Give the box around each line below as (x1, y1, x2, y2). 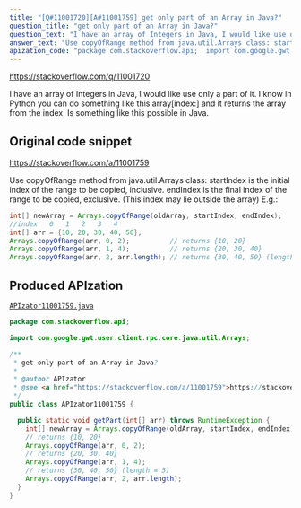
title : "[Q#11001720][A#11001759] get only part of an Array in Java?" (9, 13, 282, 22)
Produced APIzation (9, 277, 124, 293)
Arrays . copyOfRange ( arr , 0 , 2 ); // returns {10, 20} (9, 236, 246, 245)
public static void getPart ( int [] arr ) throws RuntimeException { (17, 416, 271, 425)
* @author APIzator (13, 374, 87, 384)
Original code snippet (9, 134, 133, 149)
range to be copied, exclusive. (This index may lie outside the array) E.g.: (9, 194, 279, 205)
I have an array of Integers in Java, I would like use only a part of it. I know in (9, 89, 292, 100)
